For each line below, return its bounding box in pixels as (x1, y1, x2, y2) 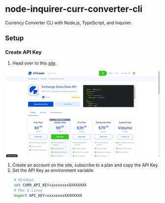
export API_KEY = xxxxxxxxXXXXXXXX (14, 193, 82, 198)
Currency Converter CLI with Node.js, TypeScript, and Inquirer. (5, 20, 132, 26)
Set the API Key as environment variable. (12, 168, 95, 173)
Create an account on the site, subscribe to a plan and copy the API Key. (12, 162, 159, 168)
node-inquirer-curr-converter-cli (5, 3, 142, 15)
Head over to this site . (12, 60, 57, 66)
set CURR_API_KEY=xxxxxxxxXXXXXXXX (14, 183, 87, 188)
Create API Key (5, 49, 42, 56)
